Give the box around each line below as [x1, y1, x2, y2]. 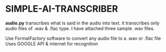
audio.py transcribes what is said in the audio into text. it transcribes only [5, 20, 160, 26]
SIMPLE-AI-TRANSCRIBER [5, 3, 118, 15]
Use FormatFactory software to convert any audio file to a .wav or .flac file [5, 35, 161, 41]
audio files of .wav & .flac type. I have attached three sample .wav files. [5, 25, 155, 31]
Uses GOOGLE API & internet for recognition [5, 40, 98, 46]
